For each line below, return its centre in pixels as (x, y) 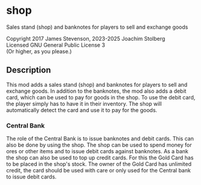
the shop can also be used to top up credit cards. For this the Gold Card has (100, 158)
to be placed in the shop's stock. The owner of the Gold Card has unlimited (99, 164)
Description (28, 70)
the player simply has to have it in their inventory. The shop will (84, 104)
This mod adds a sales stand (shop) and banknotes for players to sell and (97, 84)
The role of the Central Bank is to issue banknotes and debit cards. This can (100, 139)
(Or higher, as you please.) (39, 51)
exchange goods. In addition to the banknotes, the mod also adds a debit (96, 91)
